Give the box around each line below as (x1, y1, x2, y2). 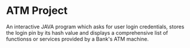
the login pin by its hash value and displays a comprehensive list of (6, 29, 169, 36)
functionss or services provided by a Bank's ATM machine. (6, 35, 149, 42)
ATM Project (6, 4, 68, 17)
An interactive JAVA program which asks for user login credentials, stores (6, 23, 185, 30)
